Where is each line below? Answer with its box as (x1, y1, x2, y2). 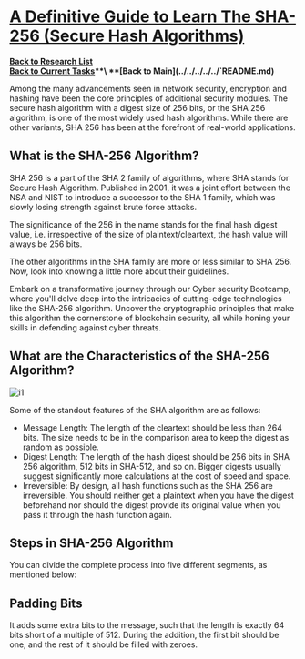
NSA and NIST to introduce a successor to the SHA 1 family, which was (9, 191, 276, 202)
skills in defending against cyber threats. (9, 321, 162, 333)
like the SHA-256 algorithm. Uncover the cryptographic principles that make (9, 302, 295, 313)
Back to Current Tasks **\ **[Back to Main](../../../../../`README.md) (9, 66, 275, 76)
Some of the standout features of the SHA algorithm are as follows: (9, 404, 261, 415)
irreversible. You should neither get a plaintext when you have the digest (22, 490, 294, 501)
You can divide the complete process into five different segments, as (9, 560, 268, 571)
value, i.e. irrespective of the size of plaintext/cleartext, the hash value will (9, 228, 289, 239)
